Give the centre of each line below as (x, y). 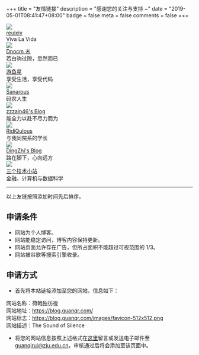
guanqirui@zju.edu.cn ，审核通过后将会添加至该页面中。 (83, 345)
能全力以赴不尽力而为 (32, 118)
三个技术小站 (22, 171)
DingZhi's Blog (24, 151)
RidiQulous (19, 131)
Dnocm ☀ (18, 51)
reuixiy (14, 33)
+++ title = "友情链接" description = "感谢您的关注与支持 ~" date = (87, 9)
